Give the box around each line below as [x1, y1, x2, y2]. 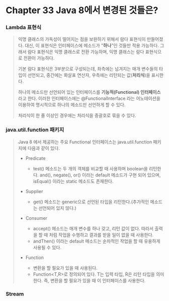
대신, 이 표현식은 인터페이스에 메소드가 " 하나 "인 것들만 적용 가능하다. [25, 42, 159, 48]
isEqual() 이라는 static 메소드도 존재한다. [33, 178, 114, 184]
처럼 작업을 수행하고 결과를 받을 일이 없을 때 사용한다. [49, 231, 154, 237]
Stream [6, 290, 24, 297]
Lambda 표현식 [6, 24, 42, 31]
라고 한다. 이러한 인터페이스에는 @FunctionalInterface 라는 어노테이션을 [18, 95, 160, 101]
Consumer [25, 215, 47, 221]
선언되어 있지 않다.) [38, 205, 77, 211]
